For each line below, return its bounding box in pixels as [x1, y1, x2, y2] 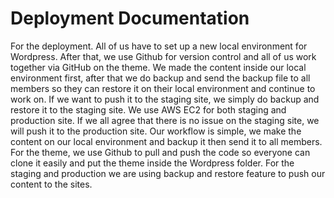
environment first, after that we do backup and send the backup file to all [10, 72, 311, 84]
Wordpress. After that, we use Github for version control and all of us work [10, 50, 317, 62]
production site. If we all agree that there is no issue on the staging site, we [10, 114, 320, 126]
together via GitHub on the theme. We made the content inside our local [10, 61, 307, 73]
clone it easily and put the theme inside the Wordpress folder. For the [10, 157, 295, 169]
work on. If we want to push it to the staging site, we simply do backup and [10, 93, 320, 105]
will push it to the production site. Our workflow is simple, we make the [10, 125, 302, 137]
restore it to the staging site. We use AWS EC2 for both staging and [10, 103, 287, 116]
